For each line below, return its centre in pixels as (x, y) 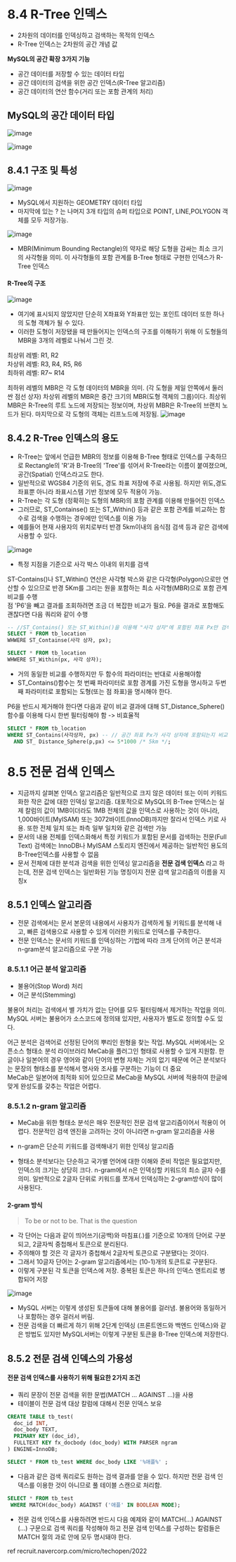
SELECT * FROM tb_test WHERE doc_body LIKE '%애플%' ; (88, 1462)
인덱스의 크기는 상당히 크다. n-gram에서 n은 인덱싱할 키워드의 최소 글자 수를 (122, 1169)
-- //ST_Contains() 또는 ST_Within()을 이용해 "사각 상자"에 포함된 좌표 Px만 (113, 627)
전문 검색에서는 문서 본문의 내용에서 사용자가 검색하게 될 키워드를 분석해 (116, 923)
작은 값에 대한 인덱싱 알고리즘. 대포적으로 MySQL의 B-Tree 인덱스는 (124, 801)
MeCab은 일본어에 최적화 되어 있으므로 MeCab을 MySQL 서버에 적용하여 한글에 (117, 1077)
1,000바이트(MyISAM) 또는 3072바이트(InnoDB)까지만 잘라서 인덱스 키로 (118, 819)
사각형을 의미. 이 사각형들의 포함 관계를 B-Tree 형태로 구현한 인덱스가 (120, 257)
